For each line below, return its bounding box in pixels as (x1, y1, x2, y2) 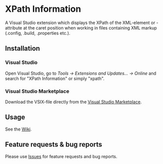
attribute (5, 25, 23, 30)
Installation (5, 44, 40, 53)
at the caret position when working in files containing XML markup (23, 25, 157, 30)
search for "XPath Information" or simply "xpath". (5, 75, 105, 82)
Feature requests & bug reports (5, 140, 102, 149)
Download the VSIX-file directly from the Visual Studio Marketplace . (5, 99, 142, 105)
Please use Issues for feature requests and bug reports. (5, 153, 117, 159)
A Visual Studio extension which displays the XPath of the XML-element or (5, 20, 156, 26)
